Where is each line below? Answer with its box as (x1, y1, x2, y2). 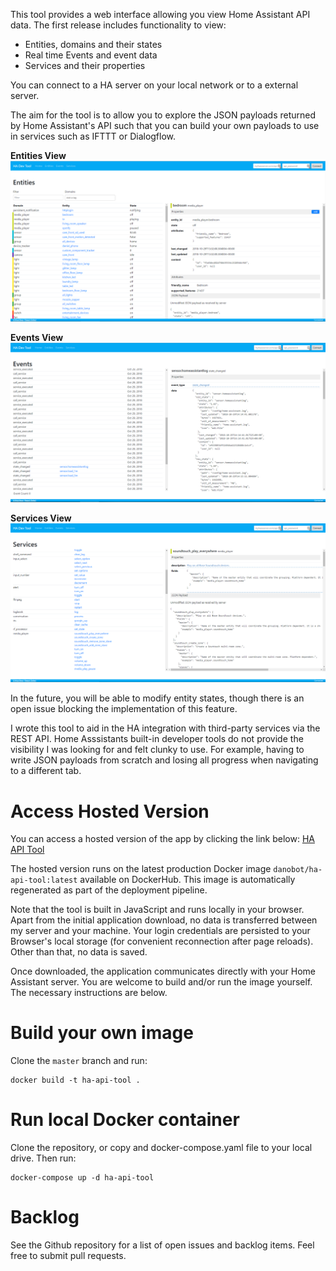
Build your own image (10, 1022, 194, 1044)
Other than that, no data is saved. (10, 946, 148, 958)
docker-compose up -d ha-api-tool (10, 1173, 155, 1183)
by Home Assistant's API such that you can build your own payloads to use (10, 120, 320, 131)
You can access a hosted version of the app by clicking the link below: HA (10, 833, 315, 845)
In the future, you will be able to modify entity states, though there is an (10, 692, 305, 704)
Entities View (10, 150, 67, 161)
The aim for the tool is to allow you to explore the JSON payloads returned (10, 109, 317, 121)
